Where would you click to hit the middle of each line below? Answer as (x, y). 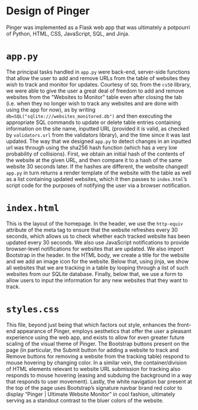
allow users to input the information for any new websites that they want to (97, 280)
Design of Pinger (48, 11)
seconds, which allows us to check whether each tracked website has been (98, 236)
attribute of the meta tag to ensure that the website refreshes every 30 (92, 230)
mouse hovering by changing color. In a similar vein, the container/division (97, 363)
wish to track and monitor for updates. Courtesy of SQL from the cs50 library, (98, 84)
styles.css (33, 309)
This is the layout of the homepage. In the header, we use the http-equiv (95, 223)
